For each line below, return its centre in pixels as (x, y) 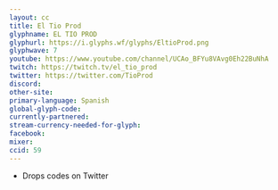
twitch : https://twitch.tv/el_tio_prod (83, 68)
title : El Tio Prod (45, 26)
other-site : (31, 92)
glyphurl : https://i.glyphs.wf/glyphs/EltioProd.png (109, 42)
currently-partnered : (49, 117)
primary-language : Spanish (59, 100)
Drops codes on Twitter (65, 176)
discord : (25, 84)
